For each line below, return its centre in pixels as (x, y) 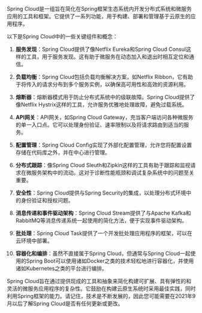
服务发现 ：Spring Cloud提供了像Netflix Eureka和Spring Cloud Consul (101, 49)
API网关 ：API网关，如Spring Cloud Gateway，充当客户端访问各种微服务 (104, 117)
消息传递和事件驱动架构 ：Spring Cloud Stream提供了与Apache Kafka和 (103, 213)
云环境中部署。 (34, 241)
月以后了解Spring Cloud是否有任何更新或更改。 (65, 303)
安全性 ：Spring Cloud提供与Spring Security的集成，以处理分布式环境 (101, 193)
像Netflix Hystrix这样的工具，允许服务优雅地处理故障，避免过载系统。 (101, 104)
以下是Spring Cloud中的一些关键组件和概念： (63, 37)
